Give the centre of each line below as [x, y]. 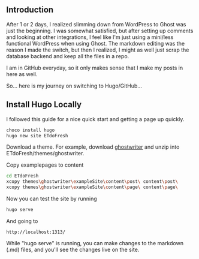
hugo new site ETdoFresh [37, 135]
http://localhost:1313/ [36, 232]
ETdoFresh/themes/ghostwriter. [45, 153]
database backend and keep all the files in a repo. [68, 56]
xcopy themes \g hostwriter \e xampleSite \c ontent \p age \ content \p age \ [92, 187]
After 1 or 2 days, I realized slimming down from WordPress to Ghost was [96, 24]
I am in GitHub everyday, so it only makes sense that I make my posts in [95, 68]
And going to [22, 221]
